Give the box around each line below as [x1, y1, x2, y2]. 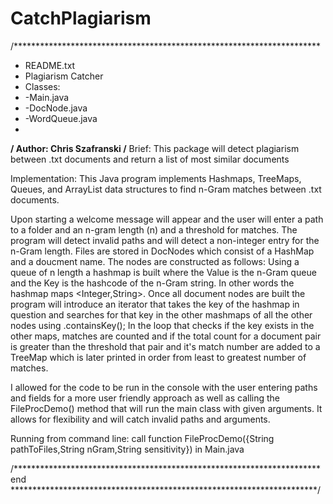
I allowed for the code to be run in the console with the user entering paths [10, 381, 318, 393]
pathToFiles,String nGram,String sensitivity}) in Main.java [10, 443, 245, 455]
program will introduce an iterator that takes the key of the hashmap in [10, 298, 300, 310]
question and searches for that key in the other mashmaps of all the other [10, 308, 313, 321]
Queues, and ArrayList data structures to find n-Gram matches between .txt [10, 183, 322, 195]
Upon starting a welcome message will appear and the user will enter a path [10, 213, 324, 225]
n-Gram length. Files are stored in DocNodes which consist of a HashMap [10, 245, 315, 257]
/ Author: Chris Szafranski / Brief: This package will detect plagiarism [10, 142, 300, 154]
